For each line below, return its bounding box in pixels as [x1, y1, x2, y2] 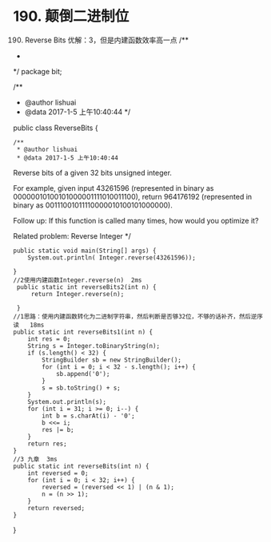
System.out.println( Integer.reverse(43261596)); [27, 253, 197, 262]
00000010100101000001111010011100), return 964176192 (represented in [13, 192, 253, 201]
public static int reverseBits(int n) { [13, 462, 150, 470]
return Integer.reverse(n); [30, 290, 125, 298]
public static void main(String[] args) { [13, 247, 157, 255]
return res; [27, 440, 67, 448]
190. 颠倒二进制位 [13, 7, 130, 26]
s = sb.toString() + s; [42, 384, 121, 392]
